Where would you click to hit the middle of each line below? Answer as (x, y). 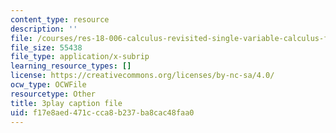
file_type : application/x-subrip (80, 57)
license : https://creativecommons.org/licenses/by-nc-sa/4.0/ (142, 76)
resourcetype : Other (53, 94)
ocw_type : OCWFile (48, 85)
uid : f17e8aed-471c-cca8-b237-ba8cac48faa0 (102, 112)
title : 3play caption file (66, 103)
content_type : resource (60, 19)
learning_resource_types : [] (71, 66)
